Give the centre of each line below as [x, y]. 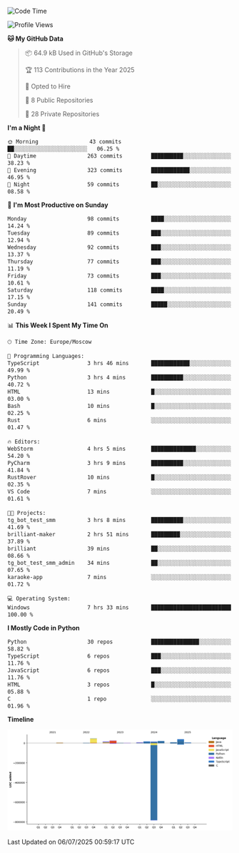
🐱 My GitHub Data [36, 39]
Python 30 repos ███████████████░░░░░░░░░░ [119, 642]
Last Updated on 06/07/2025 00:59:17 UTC [71, 842]
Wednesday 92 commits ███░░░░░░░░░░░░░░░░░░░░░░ [119, 247]
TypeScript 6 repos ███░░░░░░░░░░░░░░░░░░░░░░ [119, 656]
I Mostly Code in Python [44, 628]
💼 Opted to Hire [48, 86]
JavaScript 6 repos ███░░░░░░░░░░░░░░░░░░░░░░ [119, 670]
